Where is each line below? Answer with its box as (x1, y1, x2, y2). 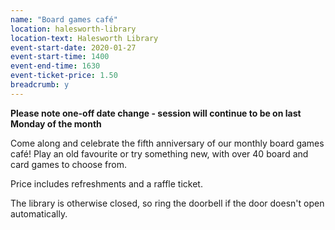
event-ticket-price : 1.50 (10, 71, 118, 81)
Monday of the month (10, 117, 102, 130)
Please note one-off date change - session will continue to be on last (10, 107, 302, 119)
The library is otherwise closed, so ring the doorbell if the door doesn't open (10, 197, 325, 209)
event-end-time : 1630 (10, 61, 101, 71)
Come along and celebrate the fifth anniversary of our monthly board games (10, 137, 325, 149)
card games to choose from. (10, 158, 127, 170)
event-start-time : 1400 (10, 52, 110, 62)
